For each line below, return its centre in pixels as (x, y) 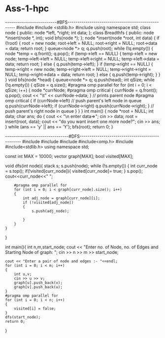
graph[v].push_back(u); (38, 287)
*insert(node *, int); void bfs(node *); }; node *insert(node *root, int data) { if (82, 38)
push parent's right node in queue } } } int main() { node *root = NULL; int (79, 111)
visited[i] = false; (35, 308)
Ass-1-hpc (27, 9)
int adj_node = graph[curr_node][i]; (61, 198)
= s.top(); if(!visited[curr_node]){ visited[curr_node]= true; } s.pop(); (74, 171)
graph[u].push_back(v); (38, 283)
